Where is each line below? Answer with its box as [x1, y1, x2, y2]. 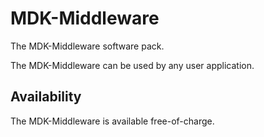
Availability [10, 88, 82, 106]
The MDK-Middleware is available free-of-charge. [10, 115, 215, 127]
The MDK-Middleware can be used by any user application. [10, 59, 255, 71]
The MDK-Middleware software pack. [10, 40, 165, 52]
